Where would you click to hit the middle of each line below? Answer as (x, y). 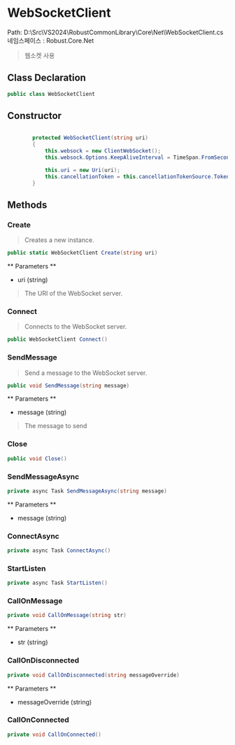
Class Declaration (47, 78)
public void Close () (37, 459)
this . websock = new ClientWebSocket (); (102, 151)
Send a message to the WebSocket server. (86, 373)
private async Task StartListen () (58, 583)
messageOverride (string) (55, 702)
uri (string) (33, 280)
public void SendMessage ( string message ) (69, 385)
